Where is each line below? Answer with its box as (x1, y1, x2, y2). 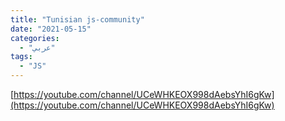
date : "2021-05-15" (10, 24, 92, 34)
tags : (10, 52, 33, 62)
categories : (10, 33, 60, 43)
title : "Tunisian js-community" (10, 14, 145, 25)
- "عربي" (19, 42, 56, 53)
